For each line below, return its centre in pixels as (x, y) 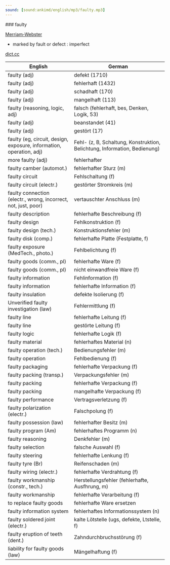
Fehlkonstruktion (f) (98, 222)
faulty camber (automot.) (37, 168)
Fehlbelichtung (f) (95, 250)
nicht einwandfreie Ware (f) (107, 269)
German (118, 66)
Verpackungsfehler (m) (102, 375)
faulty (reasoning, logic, (36, 108)
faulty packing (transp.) (36, 375)
